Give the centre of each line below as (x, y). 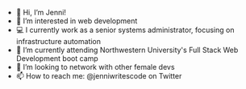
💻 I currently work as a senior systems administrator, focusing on (125, 30)
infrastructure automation (58, 41)
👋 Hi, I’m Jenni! (41, 12)
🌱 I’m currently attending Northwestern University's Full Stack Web (127, 50)
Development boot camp (57, 59)
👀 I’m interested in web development (77, 21)
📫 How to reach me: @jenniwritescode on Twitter (99, 76)
